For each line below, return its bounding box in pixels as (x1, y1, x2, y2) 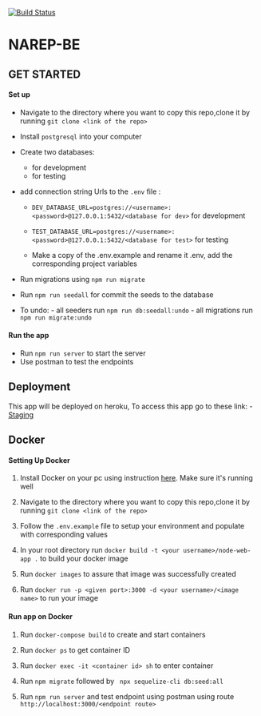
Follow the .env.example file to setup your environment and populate (19, 521, 245, 531)
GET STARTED (8, 67, 81, 81)
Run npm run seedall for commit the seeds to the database (19, 289, 214, 300)
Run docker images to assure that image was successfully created (19, 569, 237, 579)
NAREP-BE (8, 36, 81, 54)
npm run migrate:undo (19, 313, 92, 322)
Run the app (8, 331, 49, 340)
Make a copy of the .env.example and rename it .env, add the (31, 250, 233, 259)
